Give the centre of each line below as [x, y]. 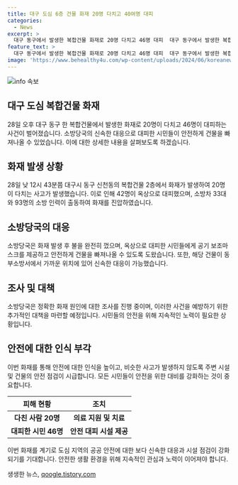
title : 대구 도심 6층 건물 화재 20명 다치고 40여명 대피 [80, 14]
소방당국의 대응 [39, 227]
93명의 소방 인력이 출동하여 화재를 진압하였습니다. [84, 202]
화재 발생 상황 [35, 167]
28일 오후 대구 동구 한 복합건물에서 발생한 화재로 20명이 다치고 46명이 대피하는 [117, 124]
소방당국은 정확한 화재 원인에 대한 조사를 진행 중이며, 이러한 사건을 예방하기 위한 [118, 306]
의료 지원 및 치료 [99, 418]
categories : [25, 21]
